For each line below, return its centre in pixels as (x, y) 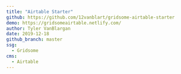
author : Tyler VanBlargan (38, 28)
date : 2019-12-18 (28, 34)
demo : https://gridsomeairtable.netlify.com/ (64, 23)
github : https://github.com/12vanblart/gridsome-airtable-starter (90, 17)
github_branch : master (34, 39)
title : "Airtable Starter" (40, 12)
